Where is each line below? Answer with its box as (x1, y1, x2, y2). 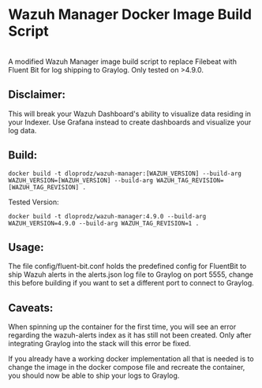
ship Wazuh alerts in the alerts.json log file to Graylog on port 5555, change (8, 270, 254, 279)
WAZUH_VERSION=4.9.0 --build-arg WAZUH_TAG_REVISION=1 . (8, 219, 200, 227)
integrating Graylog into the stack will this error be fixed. (8, 339, 192, 349)
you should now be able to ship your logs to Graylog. (8, 371, 180, 380)
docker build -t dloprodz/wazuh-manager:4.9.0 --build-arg (8, 212, 207, 220)
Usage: (8, 241, 45, 254)
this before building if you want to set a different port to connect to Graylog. (8, 278, 254, 288)
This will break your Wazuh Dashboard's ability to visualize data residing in (8, 109, 251, 118)
